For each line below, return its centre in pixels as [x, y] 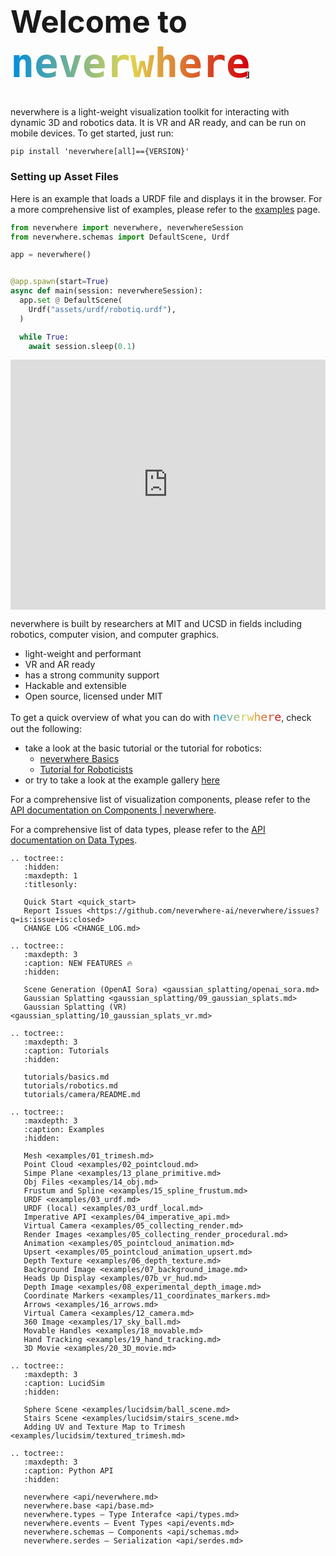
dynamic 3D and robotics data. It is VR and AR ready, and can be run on [158, 123]
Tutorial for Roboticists [86, 770]
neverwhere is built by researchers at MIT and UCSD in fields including [156, 624]
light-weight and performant [83, 654]
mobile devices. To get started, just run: [92, 133]
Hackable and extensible [75, 686]
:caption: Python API [68, 1471]
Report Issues [53, 911]
